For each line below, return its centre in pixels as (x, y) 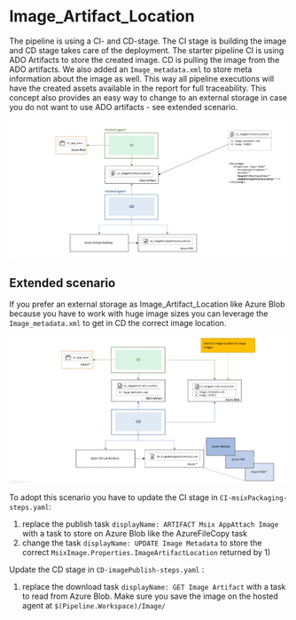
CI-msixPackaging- (254, 498)
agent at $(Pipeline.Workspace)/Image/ (94, 606)
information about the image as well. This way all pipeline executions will (142, 78)
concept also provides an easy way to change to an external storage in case (148, 97)
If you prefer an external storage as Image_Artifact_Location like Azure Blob (147, 305)
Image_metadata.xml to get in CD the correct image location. (118, 323)
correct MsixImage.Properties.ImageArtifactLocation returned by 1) (146, 552)
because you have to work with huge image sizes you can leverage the (139, 314)
